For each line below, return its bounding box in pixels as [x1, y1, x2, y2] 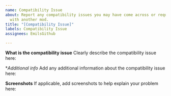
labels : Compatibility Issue [5, 27, 67, 32]
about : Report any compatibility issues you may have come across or [5, 12, 156, 17]
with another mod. [10, 17, 49, 22]
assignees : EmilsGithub [5, 31, 56, 36]
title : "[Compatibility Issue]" [5, 21, 74, 27]
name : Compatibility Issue [5, 7, 63, 13]
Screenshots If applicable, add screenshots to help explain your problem [5, 80, 159, 86]
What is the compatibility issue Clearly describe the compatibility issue [5, 50, 157, 56]
